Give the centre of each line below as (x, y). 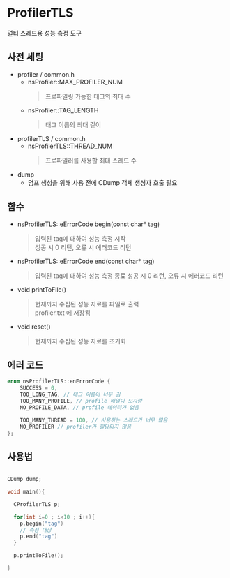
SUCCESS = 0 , (39, 388)
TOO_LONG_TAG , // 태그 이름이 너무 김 (70, 395)
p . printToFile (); (39, 556)
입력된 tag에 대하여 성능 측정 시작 (80, 238)
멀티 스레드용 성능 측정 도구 (45, 33)
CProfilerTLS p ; (37, 504)
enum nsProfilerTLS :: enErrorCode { (59, 382)
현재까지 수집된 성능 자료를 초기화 (80, 341)
